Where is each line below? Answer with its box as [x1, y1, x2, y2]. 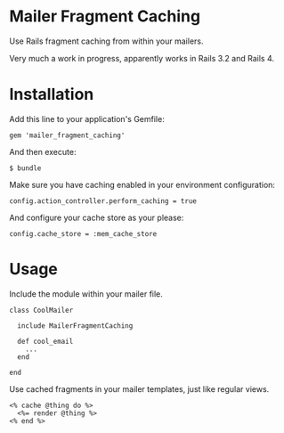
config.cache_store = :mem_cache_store [9, 229, 158, 238]
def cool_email [17, 337, 74, 346]
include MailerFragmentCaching [17, 321, 134, 331]
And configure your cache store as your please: [9, 212, 184, 223]
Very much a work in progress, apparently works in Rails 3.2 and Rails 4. [9, 53, 274, 63]
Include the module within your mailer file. [9, 288, 163, 299]
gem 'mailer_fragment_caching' [9, 131, 126, 140]
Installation [9, 85, 94, 104]
